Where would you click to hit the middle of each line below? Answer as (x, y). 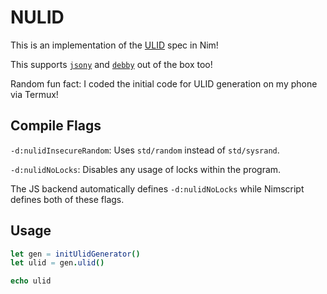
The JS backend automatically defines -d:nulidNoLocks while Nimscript (157, 188)
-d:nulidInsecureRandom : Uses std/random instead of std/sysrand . (145, 150)
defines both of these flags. (67, 199)
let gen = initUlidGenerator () (75, 254)
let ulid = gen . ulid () (57, 263)
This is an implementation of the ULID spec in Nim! (114, 45)
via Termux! (34, 94)
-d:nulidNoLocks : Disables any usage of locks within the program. (146, 169)
